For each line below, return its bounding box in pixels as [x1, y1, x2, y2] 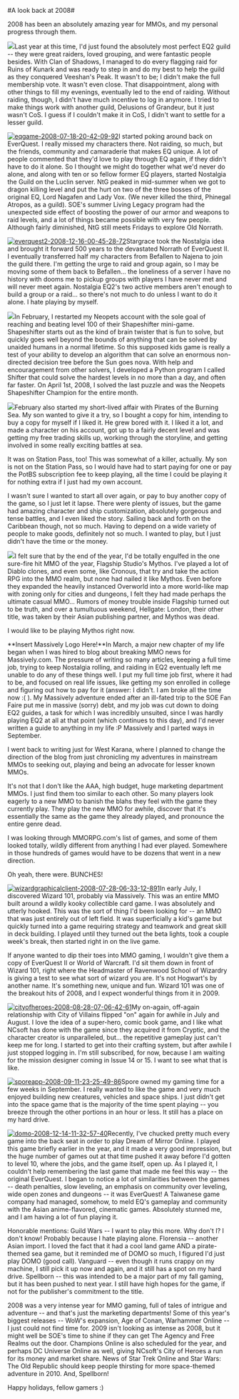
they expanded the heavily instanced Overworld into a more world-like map [7, 582, 229, 590]
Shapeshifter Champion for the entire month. [7, 389, 139, 397]
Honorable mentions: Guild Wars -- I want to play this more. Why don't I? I [7, 1227, 225, 1235]
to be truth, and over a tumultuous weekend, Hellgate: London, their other [7, 605, 224, 613]
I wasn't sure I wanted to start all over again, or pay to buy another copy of [7, 492, 227, 499]
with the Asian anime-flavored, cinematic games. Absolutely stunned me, [7, 1205, 223, 1213]
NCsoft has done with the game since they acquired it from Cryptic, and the [7, 1025, 230, 1034]
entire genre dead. [7, 820, 62, 828]
